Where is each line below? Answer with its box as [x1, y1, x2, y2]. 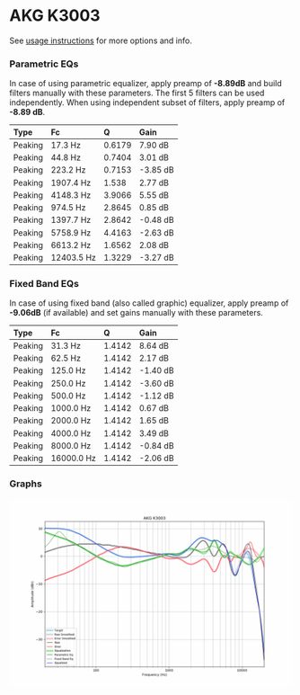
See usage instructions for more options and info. [9, 35, 193, 46]
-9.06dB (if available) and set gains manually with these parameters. [9, 307, 263, 318]
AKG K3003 [9, 5, 101, 26]
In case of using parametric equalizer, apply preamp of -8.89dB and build [9, 78, 283, 89]
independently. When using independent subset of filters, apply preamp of [9, 97, 286, 108]
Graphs [9, 477, 42, 490]
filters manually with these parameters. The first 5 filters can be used [9, 87, 265, 99]
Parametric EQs [9, 58, 79, 70]
